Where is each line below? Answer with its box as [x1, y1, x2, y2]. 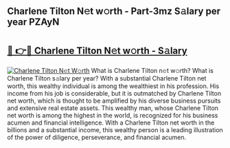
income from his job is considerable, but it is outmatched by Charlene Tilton [7, 89, 222, 97]
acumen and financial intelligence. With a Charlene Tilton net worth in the [7, 118, 215, 127]
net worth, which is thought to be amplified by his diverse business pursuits [7, 96, 221, 105]
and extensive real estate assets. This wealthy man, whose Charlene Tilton [7, 104, 218, 112]
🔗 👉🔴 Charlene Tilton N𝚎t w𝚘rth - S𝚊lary [7, 45, 187, 56]
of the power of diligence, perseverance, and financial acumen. [7, 134, 187, 141]
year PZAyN [7, 17, 60, 28]
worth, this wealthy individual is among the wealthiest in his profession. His [7, 82, 220, 90]
